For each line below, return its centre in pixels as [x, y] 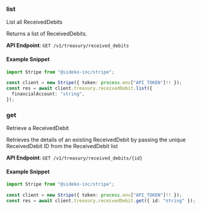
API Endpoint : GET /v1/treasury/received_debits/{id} [75, 158]
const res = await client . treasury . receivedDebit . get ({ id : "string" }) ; [101, 201]
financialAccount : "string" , [48, 94]
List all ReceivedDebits [34, 22]
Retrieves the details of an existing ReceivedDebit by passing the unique [96, 140]
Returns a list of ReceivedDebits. [47, 34]
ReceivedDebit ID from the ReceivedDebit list [62, 146]
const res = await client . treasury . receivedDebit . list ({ [79, 88]
